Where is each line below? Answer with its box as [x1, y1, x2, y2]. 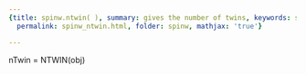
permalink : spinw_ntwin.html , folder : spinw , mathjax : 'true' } [16, 22, 262, 31]
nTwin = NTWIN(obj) [8, 54, 86, 65]
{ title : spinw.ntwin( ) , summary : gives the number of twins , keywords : [8, 13, 291, 23]
